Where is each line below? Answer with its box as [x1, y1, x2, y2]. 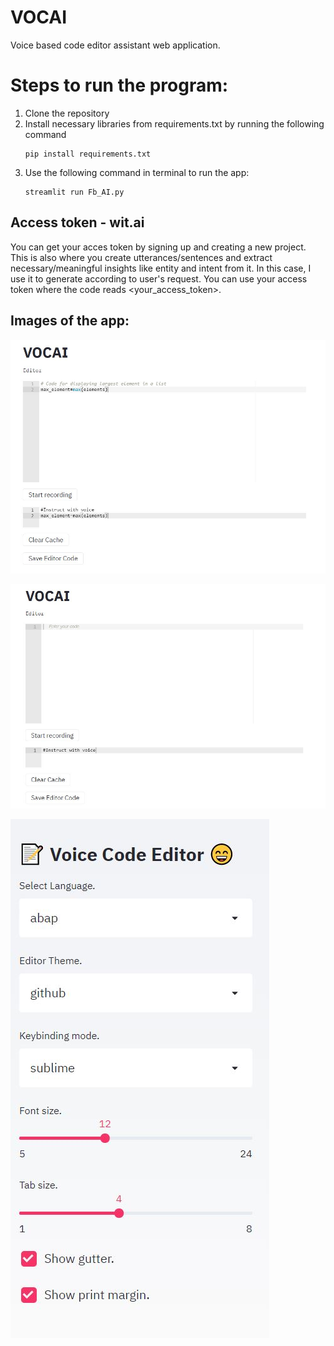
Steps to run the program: [10, 74, 229, 97]
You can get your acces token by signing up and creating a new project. [10, 241, 307, 253]
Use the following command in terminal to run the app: [24, 166, 250, 178]
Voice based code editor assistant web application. [10, 39, 221, 51]
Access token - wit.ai [10, 214, 145, 231]
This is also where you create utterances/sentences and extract [10, 251, 273, 263]
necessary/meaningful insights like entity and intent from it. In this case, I [10, 262, 312, 274]
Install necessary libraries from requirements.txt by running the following [24, 117, 325, 130]
